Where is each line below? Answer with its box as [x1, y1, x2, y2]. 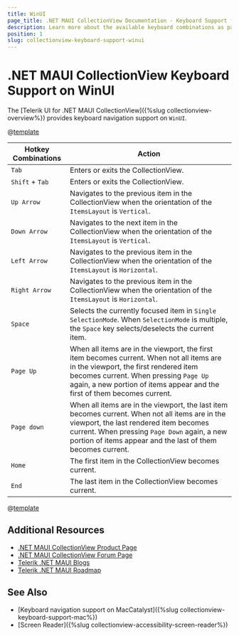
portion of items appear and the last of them [70, 435, 217, 445]
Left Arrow [11, 257, 48, 265]
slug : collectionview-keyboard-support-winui [7, 37, 144, 44]
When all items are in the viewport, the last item [70, 400, 228, 410]
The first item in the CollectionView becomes [70, 456, 220, 466]
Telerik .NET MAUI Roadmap [17, 566, 102, 574]
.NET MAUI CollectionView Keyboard [7, 68, 230, 84]
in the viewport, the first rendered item [70, 362, 198, 372]
